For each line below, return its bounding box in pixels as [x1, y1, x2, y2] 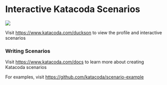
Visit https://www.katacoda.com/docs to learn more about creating [5, 59, 144, 65]
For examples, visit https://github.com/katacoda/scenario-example [5, 74, 144, 80]
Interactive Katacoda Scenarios [5, 4, 140, 15]
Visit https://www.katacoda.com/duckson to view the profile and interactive [5, 29, 162, 36]
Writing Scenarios [5, 47, 50, 54]
